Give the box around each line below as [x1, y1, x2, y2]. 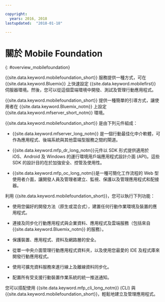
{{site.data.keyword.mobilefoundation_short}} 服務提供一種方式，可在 [5, 75, 147, 80]
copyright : [5, 11, 28, 16]
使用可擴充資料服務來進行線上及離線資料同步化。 [12, 264, 112, 270]
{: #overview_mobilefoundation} [5, 65, 70, 71]
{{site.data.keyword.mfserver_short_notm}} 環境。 [5, 110, 107, 116]
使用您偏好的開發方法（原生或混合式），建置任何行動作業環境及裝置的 [12, 203, 153, 210]
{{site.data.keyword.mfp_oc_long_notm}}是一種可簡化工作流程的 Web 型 [12, 170, 159, 176]
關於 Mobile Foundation [5, 48, 103, 59]
